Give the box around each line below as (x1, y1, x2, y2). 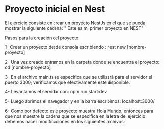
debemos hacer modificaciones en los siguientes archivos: (5, 118, 125, 124)
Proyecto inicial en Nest (5, 3, 105, 15)
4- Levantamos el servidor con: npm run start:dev (5, 88, 107, 94)
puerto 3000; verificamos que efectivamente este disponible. (5, 79, 130, 85)
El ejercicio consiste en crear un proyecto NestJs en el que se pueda (5, 20, 146, 26)
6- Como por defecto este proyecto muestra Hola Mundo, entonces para (5, 108, 154, 114)
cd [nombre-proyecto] (5, 64, 51, 70)
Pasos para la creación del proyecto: (5, 35, 80, 41)
